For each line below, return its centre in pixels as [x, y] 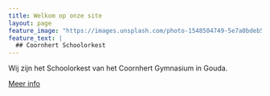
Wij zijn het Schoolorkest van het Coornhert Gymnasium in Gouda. [118, 68]
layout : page [30, 23]
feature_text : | [35, 38]
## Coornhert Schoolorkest [61, 46]
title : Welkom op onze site [55, 16]
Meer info [25, 84]
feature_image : [34, 30]
